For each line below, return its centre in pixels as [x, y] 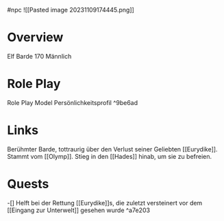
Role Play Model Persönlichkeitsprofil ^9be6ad [73, 102]
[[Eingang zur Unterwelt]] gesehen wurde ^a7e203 [79, 210]
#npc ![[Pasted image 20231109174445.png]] [71, 10]
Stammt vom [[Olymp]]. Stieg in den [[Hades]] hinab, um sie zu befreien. [110, 156]
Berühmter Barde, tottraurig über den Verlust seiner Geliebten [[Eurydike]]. [112, 149]
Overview [35, 38]
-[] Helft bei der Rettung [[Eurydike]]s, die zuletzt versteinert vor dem [105, 203]
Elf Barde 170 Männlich [39, 56]
